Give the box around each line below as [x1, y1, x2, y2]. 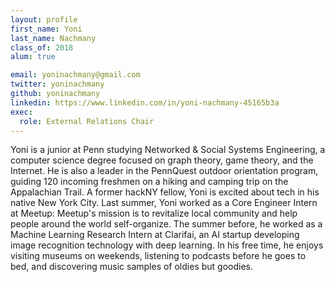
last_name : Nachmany [10, 33, 97, 43]
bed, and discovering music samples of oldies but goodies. [10, 261, 254, 273]
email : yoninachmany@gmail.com [10, 70, 141, 80]
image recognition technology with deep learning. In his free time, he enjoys [10, 239, 324, 251]
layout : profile [10, 14, 78, 25]
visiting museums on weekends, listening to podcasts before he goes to [10, 250, 307, 262]
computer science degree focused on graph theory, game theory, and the [10, 154, 314, 166]
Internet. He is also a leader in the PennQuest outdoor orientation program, [10, 165, 319, 177]
